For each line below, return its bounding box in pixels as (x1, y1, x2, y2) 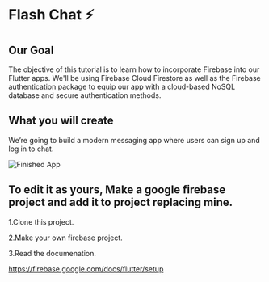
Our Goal (8, 43, 54, 57)
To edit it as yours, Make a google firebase (8, 183, 226, 197)
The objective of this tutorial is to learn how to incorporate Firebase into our (8, 65, 260, 74)
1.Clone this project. (8, 217, 74, 226)
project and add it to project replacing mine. (8, 196, 233, 209)
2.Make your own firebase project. (8, 233, 123, 242)
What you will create (8, 114, 115, 128)
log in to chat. (8, 144, 54, 154)
